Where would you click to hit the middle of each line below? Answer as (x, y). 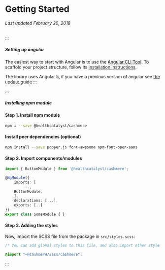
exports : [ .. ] (28, 205)
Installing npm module (29, 102)
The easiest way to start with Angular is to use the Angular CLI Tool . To (77, 62)
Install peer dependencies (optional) (43, 137)
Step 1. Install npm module (33, 115)
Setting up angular (25, 49)
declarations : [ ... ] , (36, 201)
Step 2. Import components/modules (44, 158)
